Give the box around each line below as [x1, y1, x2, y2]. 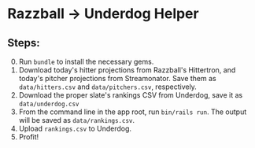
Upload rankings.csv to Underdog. [18, 124, 131, 133]
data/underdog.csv [18, 100, 79, 108]
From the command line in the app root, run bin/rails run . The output [18, 107, 247, 117]
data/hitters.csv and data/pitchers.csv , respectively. [18, 82, 198, 91]
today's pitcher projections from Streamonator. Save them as [18, 74, 217, 83]
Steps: [7, 36, 40, 50]
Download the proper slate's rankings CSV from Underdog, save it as [18, 91, 243, 99]
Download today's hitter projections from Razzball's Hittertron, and [18, 65, 236, 75]
